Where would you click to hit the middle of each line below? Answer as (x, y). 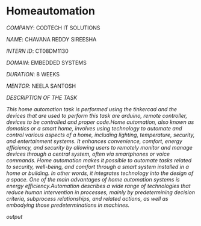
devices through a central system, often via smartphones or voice (88, 154)
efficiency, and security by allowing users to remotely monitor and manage (99, 147)
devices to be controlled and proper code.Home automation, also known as (100, 122)
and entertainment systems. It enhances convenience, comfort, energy (94, 141)
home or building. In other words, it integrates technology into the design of (100, 173)
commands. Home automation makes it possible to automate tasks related (99, 160)
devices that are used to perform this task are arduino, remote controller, (97, 115)
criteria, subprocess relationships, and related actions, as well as (87, 198)
